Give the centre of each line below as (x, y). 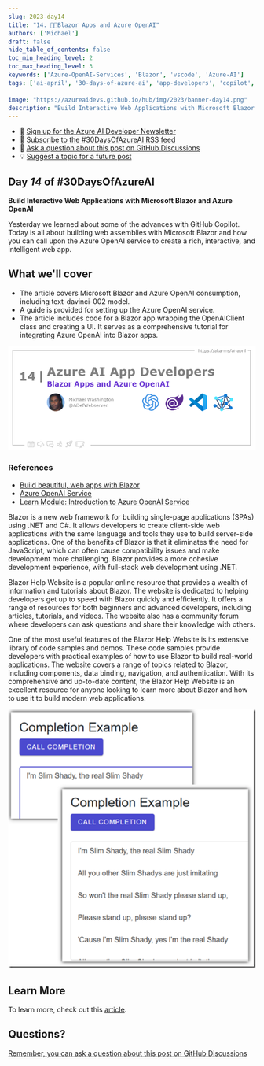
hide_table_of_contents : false (59, 50)
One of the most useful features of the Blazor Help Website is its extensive (128, 639)
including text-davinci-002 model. (75, 301)
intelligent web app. (40, 250)
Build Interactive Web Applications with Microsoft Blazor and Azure (121, 201)
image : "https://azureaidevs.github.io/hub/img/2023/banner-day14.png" (128, 100)
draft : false (29, 42)
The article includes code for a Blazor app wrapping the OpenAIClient (132, 318)
